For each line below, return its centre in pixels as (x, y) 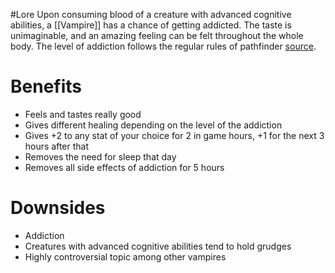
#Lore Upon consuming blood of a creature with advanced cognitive (151, 14)
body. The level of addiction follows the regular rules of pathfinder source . (163, 46)
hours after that (57, 146)
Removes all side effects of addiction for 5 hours (124, 167)
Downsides (58, 208)
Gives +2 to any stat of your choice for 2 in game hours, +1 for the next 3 (174, 135)
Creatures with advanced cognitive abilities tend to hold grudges (158, 246)
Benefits (46, 86)
